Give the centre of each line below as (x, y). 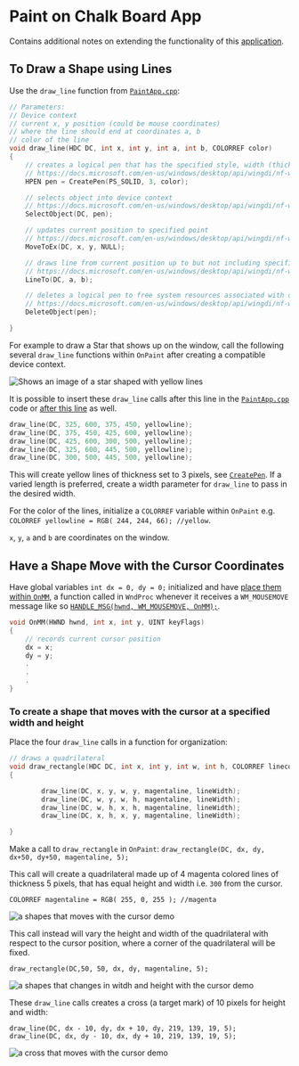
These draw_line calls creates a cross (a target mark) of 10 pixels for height (148, 1003)
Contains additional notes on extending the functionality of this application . (147, 41)
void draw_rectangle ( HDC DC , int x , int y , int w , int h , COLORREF (137, 767)
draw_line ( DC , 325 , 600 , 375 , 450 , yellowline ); (101, 424)
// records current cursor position (93, 639)
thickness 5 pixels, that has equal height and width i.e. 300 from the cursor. (146, 883)
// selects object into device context (99, 198)
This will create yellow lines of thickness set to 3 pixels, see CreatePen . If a (145, 475)
